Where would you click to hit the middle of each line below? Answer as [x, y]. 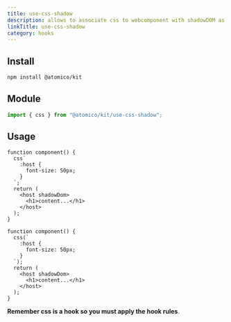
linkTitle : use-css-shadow [46, 26]
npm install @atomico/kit [44, 77]
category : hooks [31, 33]
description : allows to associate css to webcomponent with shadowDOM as [116, 20]
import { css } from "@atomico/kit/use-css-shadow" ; [85, 115]
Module [24, 99]
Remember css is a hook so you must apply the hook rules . [94, 312]
